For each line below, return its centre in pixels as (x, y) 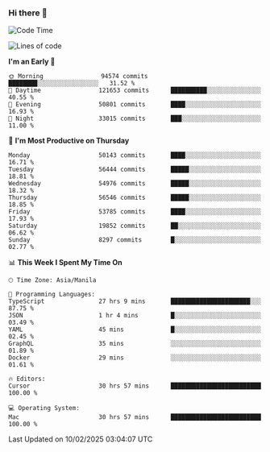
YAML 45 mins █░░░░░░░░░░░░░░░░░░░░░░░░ (135, 330)
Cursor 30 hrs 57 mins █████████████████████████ (135, 386)
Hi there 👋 (28, 13)
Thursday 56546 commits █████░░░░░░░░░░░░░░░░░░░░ (135, 198)
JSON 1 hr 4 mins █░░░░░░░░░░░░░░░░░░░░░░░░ (135, 316)
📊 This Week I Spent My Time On (65, 263)
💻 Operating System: (44, 408)
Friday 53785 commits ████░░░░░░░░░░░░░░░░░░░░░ (135, 212)
